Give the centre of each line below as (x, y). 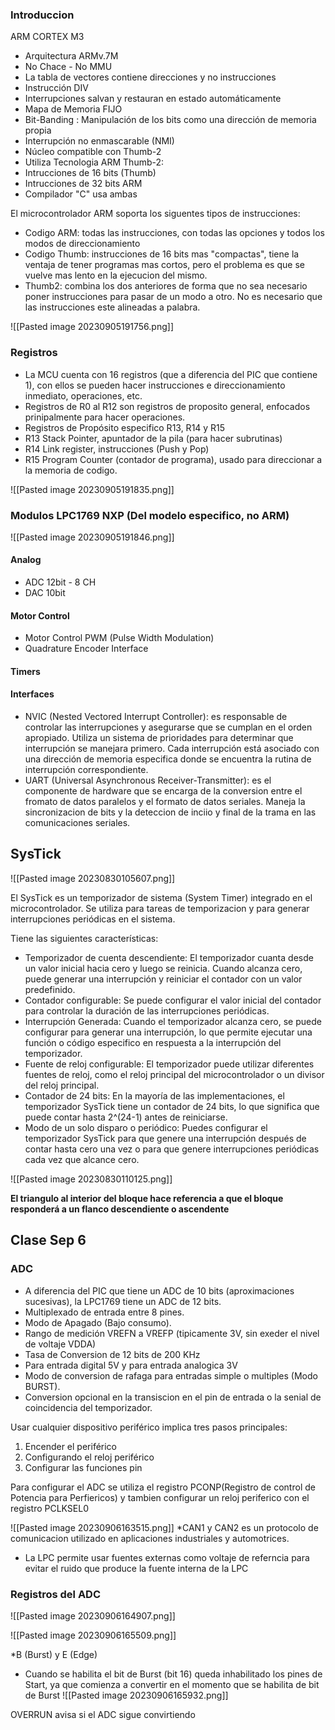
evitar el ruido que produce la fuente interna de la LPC (136, 1568)
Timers (25, 671)
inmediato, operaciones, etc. (83, 395)
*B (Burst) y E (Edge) (54, 1654)
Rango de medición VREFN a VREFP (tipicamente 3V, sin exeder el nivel (172, 1333)
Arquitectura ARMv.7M (71, 56)
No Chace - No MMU (68, 67)
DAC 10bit (45, 593)
